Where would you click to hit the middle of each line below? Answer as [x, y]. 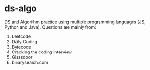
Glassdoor [22, 57]
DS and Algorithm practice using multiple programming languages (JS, [75, 22]
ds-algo [21, 9]
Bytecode [21, 47]
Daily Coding [24, 41]
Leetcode [21, 36]
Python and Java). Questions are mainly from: [50, 27]
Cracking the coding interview [42, 52]
